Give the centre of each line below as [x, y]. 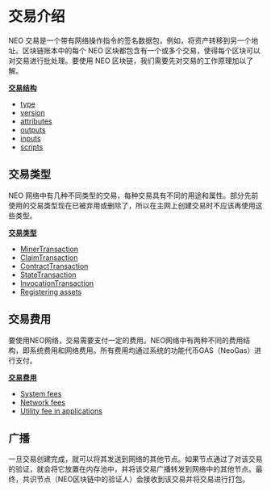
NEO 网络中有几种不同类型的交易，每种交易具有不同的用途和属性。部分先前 [133, 195]
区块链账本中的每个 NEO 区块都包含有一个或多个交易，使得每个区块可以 [141, 50]
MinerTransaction [49, 249]
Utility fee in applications [61, 411]
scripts [31, 147]
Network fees [43, 402]
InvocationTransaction [57, 283]
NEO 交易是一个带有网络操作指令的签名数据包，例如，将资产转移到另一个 [130, 40]
